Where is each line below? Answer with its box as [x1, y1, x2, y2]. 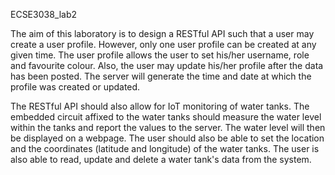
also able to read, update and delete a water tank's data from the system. [10, 154, 312, 165]
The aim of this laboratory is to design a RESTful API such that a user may [10, 28, 315, 39]
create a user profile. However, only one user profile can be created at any [10, 39, 317, 50]
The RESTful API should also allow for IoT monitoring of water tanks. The [10, 100, 310, 112]
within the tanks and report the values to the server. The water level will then [10, 122, 326, 133]
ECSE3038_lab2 [10, 9, 78, 20]
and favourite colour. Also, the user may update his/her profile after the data [10, 60, 324, 71]
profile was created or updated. [10, 81, 141, 93]
